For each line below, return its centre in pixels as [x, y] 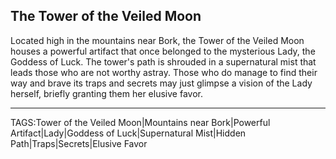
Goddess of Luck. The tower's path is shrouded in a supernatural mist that [163, 61]
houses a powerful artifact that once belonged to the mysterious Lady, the [163, 51]
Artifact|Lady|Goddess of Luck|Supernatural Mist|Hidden [128, 133]
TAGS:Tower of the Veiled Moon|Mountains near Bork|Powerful [140, 122]
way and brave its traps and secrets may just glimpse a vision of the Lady [161, 83]
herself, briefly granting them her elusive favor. [106, 93]
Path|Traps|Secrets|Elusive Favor [79, 143]
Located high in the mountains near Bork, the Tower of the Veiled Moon [157, 40]
